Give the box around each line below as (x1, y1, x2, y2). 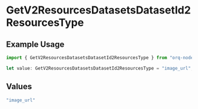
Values (6, 81, 32, 91)
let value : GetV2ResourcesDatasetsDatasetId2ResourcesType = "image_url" (6, 65, 192, 71)
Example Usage (6, 39, 65, 49)
